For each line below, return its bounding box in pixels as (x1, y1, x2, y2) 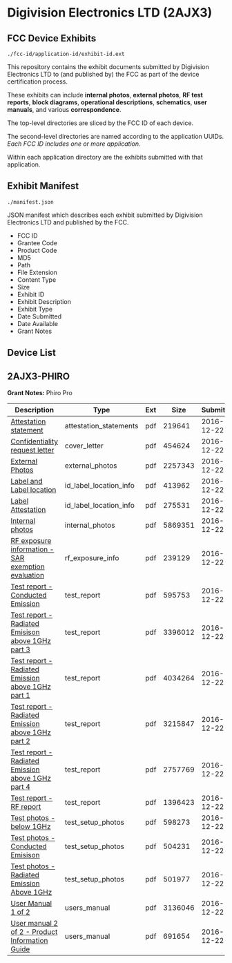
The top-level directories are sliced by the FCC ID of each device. (7, 119, 194, 127)
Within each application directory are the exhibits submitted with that (7, 153, 204, 161)
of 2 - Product (10, 927, 58, 937)
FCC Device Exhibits (7, 32, 97, 44)
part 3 (10, 645, 31, 654)
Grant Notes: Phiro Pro (7, 389, 72, 397)
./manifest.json (7, 198, 54, 205)
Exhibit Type (17, 305, 53, 313)
